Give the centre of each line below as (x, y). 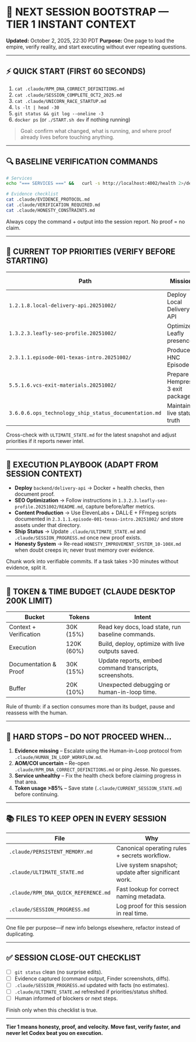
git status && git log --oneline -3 (59, 114)
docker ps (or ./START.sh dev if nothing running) (72, 119)
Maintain (179, 405)
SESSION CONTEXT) (44, 474)
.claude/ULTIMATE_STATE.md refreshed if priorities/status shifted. (91, 992)
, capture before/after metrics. (119, 507)
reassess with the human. (37, 713)
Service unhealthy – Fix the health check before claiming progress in (98, 776)
